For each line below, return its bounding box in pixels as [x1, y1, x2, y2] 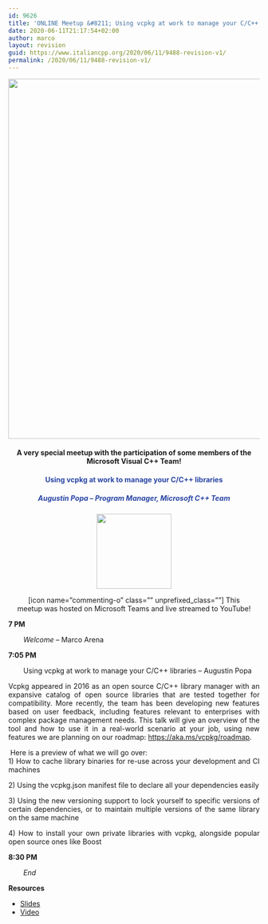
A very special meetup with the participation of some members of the [16, 448, 252, 458]
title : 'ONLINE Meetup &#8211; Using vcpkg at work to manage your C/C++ [8, 19, 259, 27]
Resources [8, 883, 45, 893]
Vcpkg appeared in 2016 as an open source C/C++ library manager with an [8, 682, 260, 691]
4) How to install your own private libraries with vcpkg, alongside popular [8, 829, 260, 838]
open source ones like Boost [8, 837, 102, 846]
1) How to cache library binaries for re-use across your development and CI [8, 757, 260, 766]
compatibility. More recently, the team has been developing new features [8, 698, 260, 708]
